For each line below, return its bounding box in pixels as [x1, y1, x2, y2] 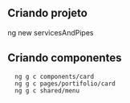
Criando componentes [7, 51, 122, 65]
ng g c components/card [14, 72, 94, 80]
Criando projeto [7, 6, 87, 20]
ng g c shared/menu [14, 86, 80, 95]
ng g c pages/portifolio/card [14, 80, 116, 88]
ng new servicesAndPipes [7, 27, 94, 37]
